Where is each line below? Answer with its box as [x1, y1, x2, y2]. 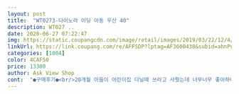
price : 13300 [7, 63, 46, 70]
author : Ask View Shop [7, 69, 75, 76]
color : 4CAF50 [7, 57, 50, 64]
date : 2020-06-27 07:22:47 [7, 30, 87, 37]
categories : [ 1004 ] [7, 50, 65, 57]
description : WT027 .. [7, 23, 75, 30]
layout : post [7, 10, 46, 18]
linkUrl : [7, 43, 33, 50]
